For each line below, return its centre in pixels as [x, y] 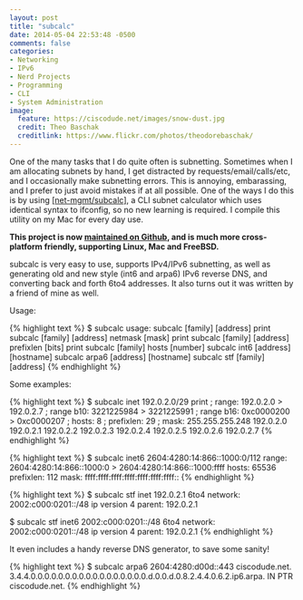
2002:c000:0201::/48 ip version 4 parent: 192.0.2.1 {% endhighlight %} [142, 531]
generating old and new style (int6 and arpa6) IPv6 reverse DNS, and [138, 274]
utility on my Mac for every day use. [76, 219]
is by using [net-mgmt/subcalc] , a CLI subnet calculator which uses [136, 199]
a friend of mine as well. [54, 293]
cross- [254, 237]
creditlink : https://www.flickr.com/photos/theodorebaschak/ [136, 136]
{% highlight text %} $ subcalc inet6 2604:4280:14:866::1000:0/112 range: [148, 458]
